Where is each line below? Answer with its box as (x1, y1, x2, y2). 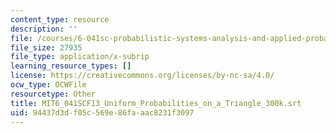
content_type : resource (10, 14, 110, 25)
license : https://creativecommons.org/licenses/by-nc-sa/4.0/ (10, 71, 275, 81)
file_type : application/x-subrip (10, 52, 150, 62)
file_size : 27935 (10, 42, 83, 53)
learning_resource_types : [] (10, 61, 132, 71)
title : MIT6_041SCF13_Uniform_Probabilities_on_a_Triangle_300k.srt (10, 98, 302, 108)
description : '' (10, 24, 78, 34)
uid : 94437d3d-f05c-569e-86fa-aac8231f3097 (10, 107, 195, 118)
